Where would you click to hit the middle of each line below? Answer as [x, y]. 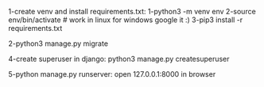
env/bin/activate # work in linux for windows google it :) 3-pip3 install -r [126, 20]
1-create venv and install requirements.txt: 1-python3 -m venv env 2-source [132, 11]
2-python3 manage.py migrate [58, 43]
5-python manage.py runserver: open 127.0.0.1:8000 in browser [112, 74]
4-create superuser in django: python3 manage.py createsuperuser [119, 59]
